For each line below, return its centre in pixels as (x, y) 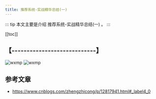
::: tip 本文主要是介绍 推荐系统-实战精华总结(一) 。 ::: (58, 24)
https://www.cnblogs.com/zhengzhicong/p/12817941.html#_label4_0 (81, 92)
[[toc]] (12, 34)
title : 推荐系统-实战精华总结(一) (36, 10)
